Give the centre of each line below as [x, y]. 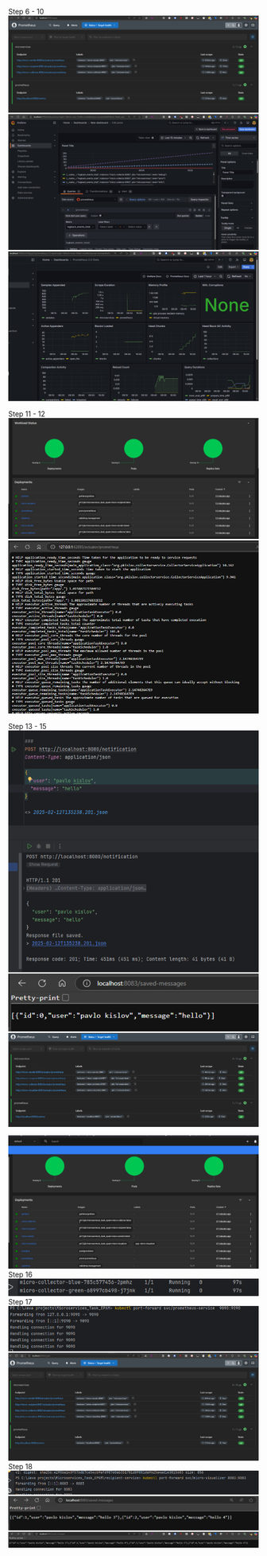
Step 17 [20, 1301]
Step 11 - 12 [27, 414]
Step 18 [21, 1467]
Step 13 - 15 [27, 726]
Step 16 [21, 1274]
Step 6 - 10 [26, 12]
